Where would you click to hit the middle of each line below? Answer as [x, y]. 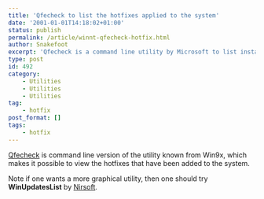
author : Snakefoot [38, 45]
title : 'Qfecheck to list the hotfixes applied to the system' [114, 15]
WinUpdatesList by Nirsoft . [53, 186]
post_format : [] [35, 118]
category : [24, 74]
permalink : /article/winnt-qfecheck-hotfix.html [89, 37]
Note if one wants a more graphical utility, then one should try [108, 179]
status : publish [35, 30]
